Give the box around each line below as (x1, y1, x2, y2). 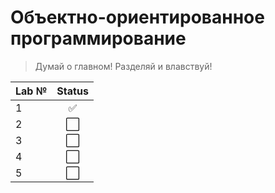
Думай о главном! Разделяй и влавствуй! (34, 60, 213, 72)
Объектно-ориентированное (10, 6, 265, 29)
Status (56, 84, 89, 98)
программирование (10, 27, 187, 50)
